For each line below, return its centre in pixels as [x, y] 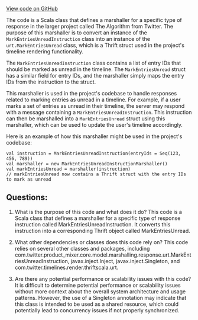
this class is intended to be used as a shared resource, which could [97, 304]
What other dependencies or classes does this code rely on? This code [101, 242]
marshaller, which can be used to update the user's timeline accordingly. [95, 125]
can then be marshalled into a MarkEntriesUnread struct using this [86, 119]
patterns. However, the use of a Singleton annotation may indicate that [100, 297]
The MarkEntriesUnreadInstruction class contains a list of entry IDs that [94, 63]
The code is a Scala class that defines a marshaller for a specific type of [94, 20]
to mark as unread [29, 180]
